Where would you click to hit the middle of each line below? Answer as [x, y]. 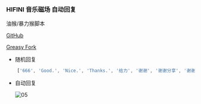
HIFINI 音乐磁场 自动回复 [41, 9]
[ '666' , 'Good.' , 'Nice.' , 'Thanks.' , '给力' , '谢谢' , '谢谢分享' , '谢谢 [106, 71]
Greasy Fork [22, 47]
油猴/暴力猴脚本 [26, 24]
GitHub [15, 36]
